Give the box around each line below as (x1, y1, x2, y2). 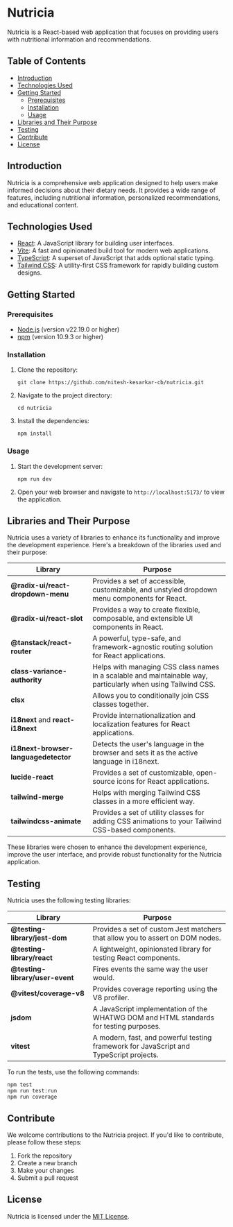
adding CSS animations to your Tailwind (92, 816, 222, 826)
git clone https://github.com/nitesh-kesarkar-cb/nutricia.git (17, 379, 205, 386)
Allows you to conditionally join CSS (92, 691, 209, 701)
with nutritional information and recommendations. (7, 35, 152, 43)
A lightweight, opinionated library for (92, 945, 212, 954)
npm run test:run (7, 1088, 58, 1095)
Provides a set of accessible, (92, 576, 186, 586)
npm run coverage (7, 1094, 58, 1101)
